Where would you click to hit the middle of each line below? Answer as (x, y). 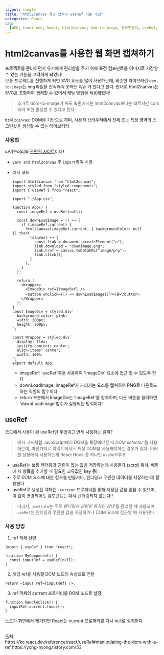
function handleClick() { (31, 602)
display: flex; (32, 342)
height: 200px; (32, 325)
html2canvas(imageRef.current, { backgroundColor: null (83, 229)
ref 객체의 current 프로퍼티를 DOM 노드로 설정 (57, 593)
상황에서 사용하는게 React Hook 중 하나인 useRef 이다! (74, 455)
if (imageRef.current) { (47, 225)
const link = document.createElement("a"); (79, 242)
